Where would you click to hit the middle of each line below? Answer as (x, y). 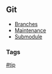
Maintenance (30, 30)
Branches (26, 24)
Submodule (28, 36)
